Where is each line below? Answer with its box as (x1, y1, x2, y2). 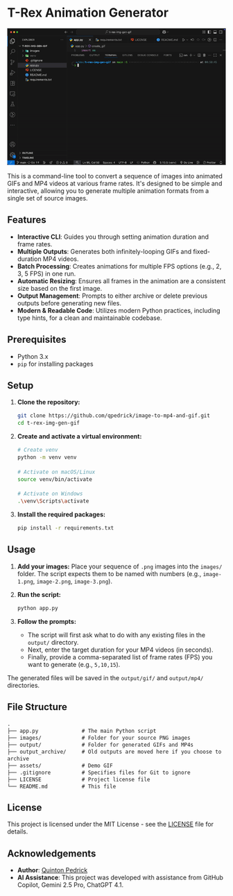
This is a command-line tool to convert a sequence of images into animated (7, 171, 223, 180)
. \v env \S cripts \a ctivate (17, 498, 89, 505)
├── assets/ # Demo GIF (7, 762, 113, 769)
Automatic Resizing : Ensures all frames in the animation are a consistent (17, 276, 226, 285)
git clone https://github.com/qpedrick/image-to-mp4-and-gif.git (17, 412, 210, 419)
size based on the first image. (17, 284, 103, 292)
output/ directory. (27, 638, 79, 646)
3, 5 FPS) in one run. (17, 269, 76, 278)
